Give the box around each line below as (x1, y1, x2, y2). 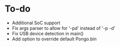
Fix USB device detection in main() (12, 30, 84, 36)
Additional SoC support (12, 20, 61, 26)
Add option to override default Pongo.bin (12, 36, 97, 42)
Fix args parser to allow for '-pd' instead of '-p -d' (12, 25, 115, 31)
